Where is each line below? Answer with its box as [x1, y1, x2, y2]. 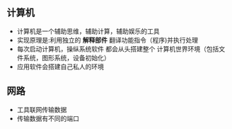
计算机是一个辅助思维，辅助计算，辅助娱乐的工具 [16, 27, 160, 35]
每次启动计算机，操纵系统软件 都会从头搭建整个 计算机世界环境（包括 [16, 45, 219, 53]
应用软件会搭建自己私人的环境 [16, 62, 104, 71]
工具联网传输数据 [16, 105, 67, 113]
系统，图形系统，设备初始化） [23, 53, 110, 62]
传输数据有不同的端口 [16, 114, 79, 123]
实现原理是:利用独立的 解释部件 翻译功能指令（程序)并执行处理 [16, 35, 199, 44]
